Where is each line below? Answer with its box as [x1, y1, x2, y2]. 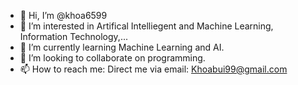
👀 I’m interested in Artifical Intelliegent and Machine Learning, [19, 20, 274, 32]
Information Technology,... [19, 31, 128, 42]
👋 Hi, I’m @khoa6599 [19, 10, 108, 21]
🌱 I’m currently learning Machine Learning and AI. [19, 41, 225, 53]
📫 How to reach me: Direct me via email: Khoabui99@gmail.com [19, 63, 288, 75]
